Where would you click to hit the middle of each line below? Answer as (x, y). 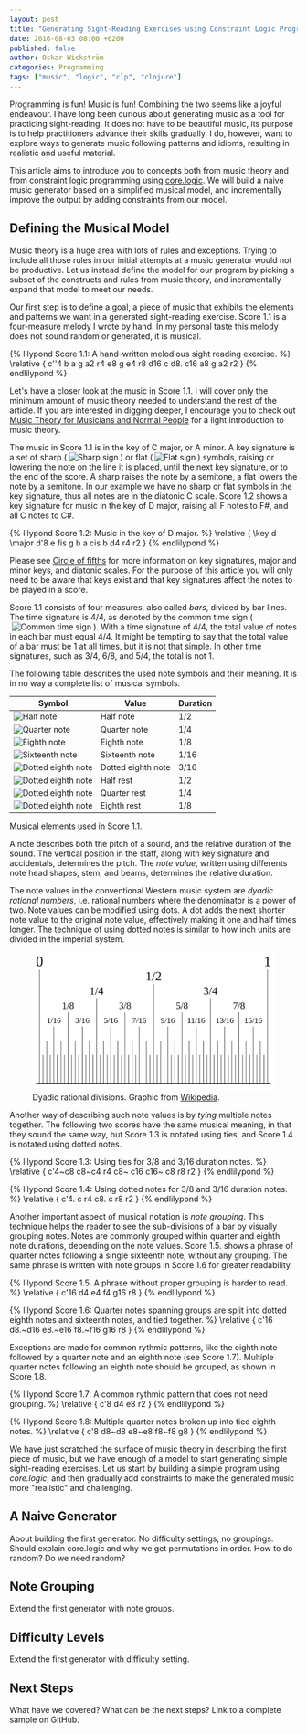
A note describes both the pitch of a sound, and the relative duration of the (150, 843)
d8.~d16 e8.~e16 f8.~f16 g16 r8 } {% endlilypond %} (107, 1329)
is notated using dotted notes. (66, 1144)
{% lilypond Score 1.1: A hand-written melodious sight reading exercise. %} (150, 354)
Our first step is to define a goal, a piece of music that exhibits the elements (152, 307)
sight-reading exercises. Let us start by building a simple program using (145, 1468)
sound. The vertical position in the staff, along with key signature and (139, 853)
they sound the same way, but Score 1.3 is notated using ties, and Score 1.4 (152, 1134)
